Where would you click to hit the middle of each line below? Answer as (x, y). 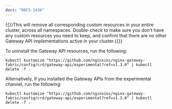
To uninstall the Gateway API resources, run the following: (66, 51)
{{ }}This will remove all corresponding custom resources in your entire (79, 25)
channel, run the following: (33, 84)
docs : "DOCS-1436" (25, 10)
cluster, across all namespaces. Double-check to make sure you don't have (85, 30)
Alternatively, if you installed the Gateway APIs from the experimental (78, 79)
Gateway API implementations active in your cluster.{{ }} (64, 41)
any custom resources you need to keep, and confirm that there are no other (86, 35)
